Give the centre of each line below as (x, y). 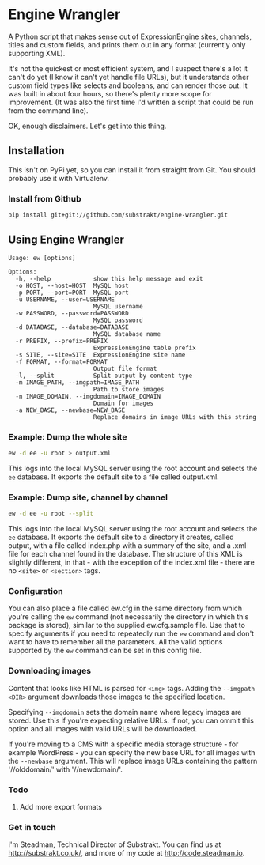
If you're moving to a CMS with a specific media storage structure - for (123, 744)
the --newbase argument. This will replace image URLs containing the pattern (133, 761)
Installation (36, 151)
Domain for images (123, 403)
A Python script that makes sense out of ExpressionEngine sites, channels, (130, 36)
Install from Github (45, 198)
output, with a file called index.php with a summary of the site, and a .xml (127, 546)
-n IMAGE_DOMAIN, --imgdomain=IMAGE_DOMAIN (88, 396)
